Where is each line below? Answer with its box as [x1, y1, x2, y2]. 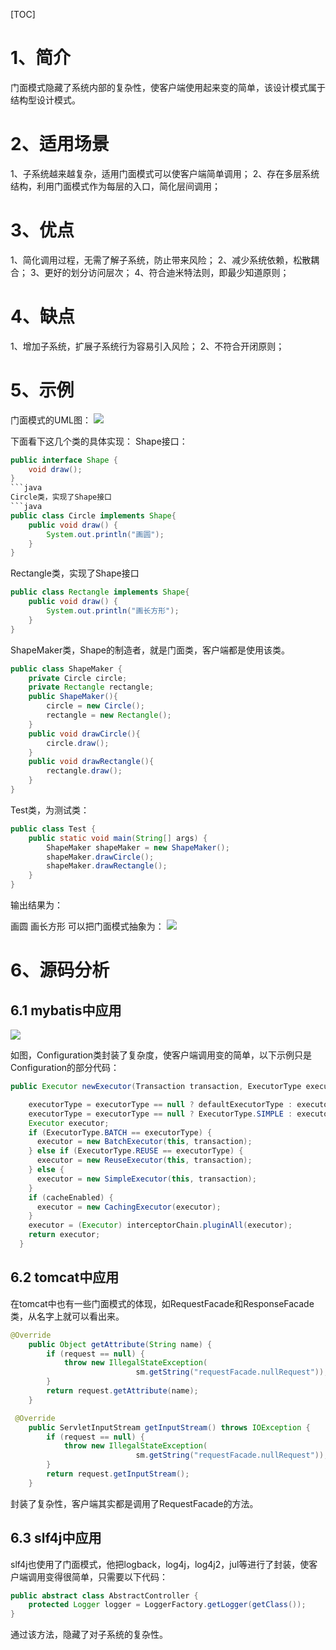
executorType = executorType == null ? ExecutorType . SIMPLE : [28, 1109, 293, 1119]
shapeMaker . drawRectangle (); [46, 861, 168, 871]
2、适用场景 [10, 133, 110, 156]
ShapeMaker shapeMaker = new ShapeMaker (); [46, 842, 230, 853]
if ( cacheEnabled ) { [28, 1192, 114, 1203]
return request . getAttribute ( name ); [46, 1386, 199, 1396]
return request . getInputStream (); [46, 1469, 190, 1479]
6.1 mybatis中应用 [10, 1002, 122, 1019]
